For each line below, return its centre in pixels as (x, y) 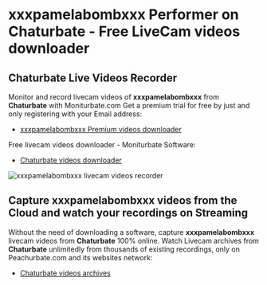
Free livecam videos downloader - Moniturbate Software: (102, 144)
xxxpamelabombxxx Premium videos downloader (100, 129)
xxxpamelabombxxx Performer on (124, 15)
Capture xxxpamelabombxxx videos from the (123, 201)
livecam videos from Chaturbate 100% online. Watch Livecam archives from (133, 240)
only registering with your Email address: (75, 114)
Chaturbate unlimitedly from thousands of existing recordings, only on (124, 249)
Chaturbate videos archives (65, 273)
